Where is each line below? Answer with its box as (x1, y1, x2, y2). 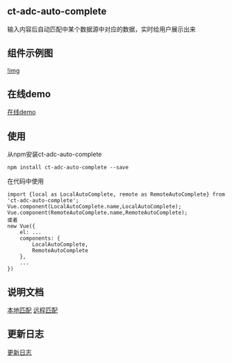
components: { (19, 235, 60, 242)
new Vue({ (7, 223, 36, 230)
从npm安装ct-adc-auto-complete (7, 150, 102, 159)
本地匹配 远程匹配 (7, 306, 58, 314)
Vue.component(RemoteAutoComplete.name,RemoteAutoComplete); (7, 209, 188, 217)
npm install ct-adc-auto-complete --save (7, 164, 129, 171)
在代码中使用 (7, 177, 44, 185)
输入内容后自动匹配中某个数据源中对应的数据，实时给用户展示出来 (7, 24, 196, 33)
